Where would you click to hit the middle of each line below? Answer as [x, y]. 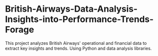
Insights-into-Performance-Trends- [79, 19]
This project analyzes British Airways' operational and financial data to [76, 43]
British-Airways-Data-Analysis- [71, 9]
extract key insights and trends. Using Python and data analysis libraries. [79, 48]
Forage [20, 30]
